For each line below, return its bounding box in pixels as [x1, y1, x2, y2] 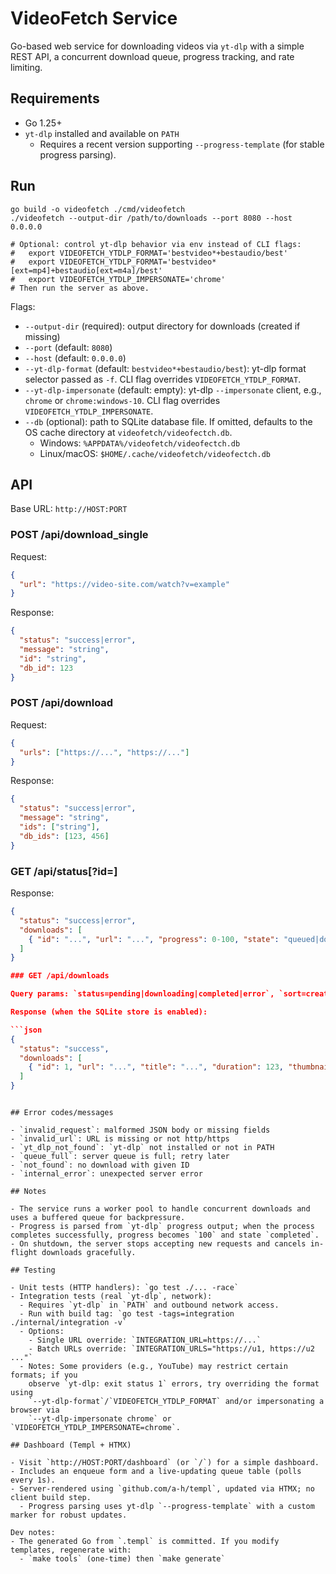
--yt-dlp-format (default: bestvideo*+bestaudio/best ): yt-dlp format [24, 362, 307, 374]
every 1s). [10, 1475, 56, 1486]
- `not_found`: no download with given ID [10, 1160, 190, 1171]
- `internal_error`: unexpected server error [10, 1169, 203, 1179]
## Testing [10, 1265, 56, 1276]
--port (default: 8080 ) [24, 341, 113, 353]
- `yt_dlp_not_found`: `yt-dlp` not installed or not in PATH [10, 1143, 275, 1153]
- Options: [19, 1327, 65, 1337]
